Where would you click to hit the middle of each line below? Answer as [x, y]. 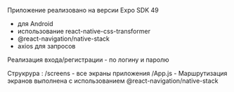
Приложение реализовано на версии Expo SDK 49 [83, 10]
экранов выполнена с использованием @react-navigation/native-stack [113, 81]
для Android [35, 24]
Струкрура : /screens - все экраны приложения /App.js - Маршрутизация [117, 73]
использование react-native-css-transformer [84, 31]
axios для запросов [46, 46]
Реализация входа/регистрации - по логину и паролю [89, 60]
